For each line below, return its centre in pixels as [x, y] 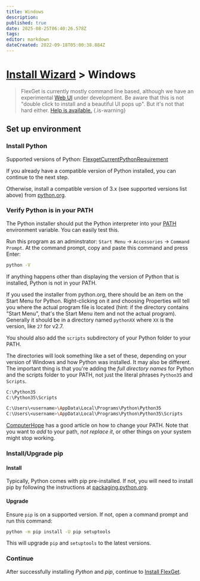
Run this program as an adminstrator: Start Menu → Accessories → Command [98, 241]
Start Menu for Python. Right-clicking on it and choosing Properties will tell [98, 301]
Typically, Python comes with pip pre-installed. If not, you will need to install [100, 481]
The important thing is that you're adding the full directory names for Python [100, 368]
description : [22, 17]
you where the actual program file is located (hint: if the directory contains [98, 307]
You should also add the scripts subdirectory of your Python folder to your [99, 338]
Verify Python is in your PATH [50, 210]
